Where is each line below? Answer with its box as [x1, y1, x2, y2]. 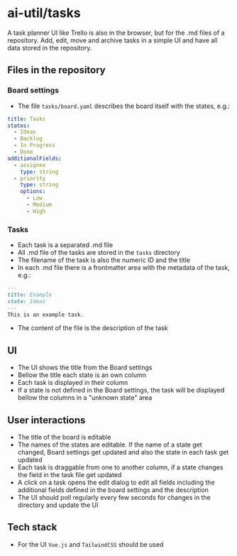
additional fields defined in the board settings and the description [17, 486, 209, 494]
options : [20, 188, 46, 195]
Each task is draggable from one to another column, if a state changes [17, 463, 224, 471]
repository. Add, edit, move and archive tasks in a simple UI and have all [7, 36, 218, 44]
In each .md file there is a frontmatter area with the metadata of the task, [17, 263, 231, 272]
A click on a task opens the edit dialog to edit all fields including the [17, 478, 215, 487]
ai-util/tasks [7, 5, 81, 21]
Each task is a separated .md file [17, 241, 114, 249]
